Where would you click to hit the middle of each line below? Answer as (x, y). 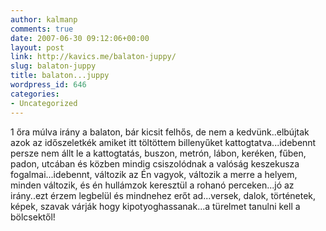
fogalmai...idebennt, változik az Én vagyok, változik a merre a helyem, (154, 174)
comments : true (42, 29)
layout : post (37, 47)
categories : (35, 94)
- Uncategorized (44, 103)
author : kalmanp (44, 19)
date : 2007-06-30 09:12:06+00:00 (80, 38)
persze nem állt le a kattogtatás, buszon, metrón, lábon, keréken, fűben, (158, 153)
